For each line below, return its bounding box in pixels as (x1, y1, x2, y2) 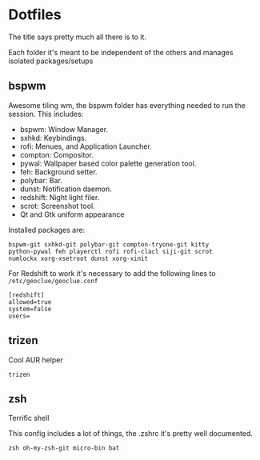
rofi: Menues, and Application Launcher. (19, 142, 152, 151)
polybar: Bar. (19, 175, 62, 185)
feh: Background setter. (19, 166, 98, 177)
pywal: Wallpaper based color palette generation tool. (19, 158, 197, 168)
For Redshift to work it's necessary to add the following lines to (8, 268, 216, 278)
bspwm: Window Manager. (19, 124, 109, 134)
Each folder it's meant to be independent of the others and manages (8, 47, 234, 57)
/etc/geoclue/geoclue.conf (8, 277, 98, 285)
